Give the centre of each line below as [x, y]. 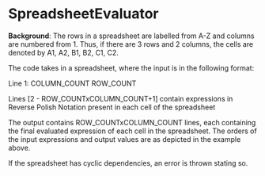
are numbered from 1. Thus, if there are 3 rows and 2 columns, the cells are [131, 44]
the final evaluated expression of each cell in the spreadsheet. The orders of [132, 131]
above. [19, 147]
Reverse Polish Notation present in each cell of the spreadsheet [112, 107]
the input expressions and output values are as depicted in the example [125, 139]
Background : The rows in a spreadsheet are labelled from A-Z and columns [131, 36]
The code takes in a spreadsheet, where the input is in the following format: [131, 67]
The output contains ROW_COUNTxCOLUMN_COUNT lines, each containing [132, 122]
